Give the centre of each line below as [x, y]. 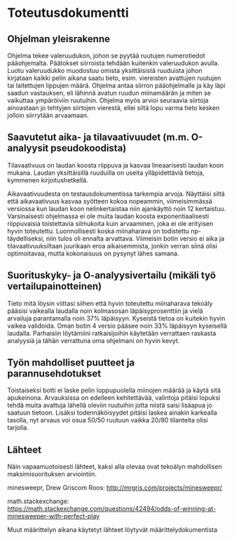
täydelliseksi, [26, 238]
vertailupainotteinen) [55, 287]
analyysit [28, 148]
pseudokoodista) [88, 148]
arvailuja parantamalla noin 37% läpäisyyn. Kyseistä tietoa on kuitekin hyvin [116, 318]
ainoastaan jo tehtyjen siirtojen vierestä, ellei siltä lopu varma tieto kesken [113, 108]
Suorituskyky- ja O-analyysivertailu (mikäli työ [111, 275]
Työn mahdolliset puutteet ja [71, 363]
